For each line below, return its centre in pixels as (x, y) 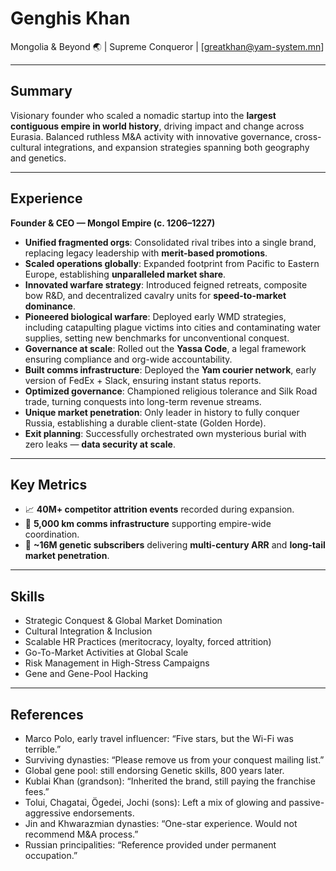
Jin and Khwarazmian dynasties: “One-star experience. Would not (161, 823)
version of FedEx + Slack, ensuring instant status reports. (143, 380)
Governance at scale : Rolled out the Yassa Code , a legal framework (165, 348)
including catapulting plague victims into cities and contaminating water (173, 327)
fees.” (37, 791)
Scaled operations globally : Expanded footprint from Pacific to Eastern (172, 263)
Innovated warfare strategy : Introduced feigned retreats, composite (166, 284)
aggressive (47, 813)
